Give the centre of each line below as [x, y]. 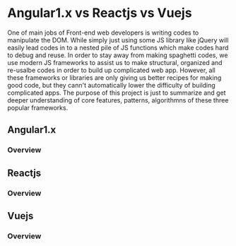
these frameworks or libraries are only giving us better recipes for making [114, 77]
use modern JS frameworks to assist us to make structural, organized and [115, 62]
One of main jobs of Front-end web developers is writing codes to [103, 33]
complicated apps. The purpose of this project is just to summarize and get [117, 93]
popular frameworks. [38, 107]
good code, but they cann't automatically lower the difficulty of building [111, 85]
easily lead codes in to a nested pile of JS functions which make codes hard [118, 47]
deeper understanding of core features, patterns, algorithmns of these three [118, 100]
